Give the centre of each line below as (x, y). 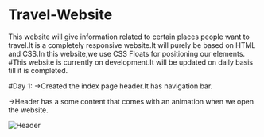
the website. (29, 110)
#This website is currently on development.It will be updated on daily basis (131, 62)
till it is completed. (38, 70)
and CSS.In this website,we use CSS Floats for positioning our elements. (126, 53)
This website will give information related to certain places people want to (129, 37)
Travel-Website (60, 15)
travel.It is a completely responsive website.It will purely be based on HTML (132, 45)
